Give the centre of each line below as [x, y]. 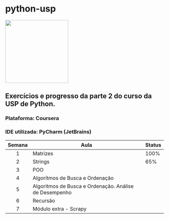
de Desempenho [52, 192]
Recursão [44, 200]
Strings [41, 162]
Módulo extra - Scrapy [60, 208]
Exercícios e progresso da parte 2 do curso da [78, 96]
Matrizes [43, 153]
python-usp [31, 9]
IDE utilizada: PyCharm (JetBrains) [48, 132]
